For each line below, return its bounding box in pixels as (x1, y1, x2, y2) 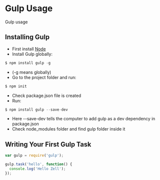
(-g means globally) (12, 69, 52, 75)
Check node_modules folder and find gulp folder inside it (12, 126, 126, 132)
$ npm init (5, 83, 27, 89)
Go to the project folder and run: (12, 74, 76, 80)
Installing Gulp (5, 33, 50, 41)
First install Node (12, 46, 46, 51)
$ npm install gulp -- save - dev (5, 107, 68, 112)
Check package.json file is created (12, 93, 81, 98)
